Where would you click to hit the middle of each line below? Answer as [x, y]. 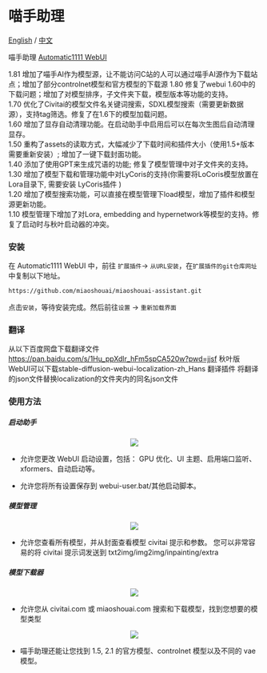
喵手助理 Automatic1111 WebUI [58, 57]
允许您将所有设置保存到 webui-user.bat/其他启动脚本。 [110, 486]
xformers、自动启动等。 [60, 469]
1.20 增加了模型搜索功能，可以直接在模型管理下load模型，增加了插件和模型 [132, 194]
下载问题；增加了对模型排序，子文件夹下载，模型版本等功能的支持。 [120, 94]
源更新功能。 [29, 204]
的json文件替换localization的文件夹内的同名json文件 [93, 379]
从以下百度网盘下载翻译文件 [54, 349]
